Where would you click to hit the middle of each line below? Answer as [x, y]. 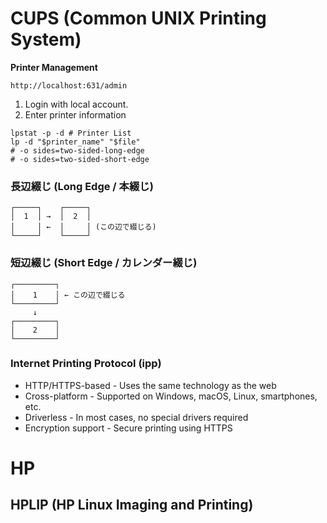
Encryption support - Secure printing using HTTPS [128, 428]
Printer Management [54, 67]
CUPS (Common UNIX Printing [138, 18]
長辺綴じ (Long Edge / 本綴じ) [82, 186]
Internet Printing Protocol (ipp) [86, 364]
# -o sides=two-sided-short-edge [80, 159]
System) [46, 39]
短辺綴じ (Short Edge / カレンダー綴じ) [104, 263]
